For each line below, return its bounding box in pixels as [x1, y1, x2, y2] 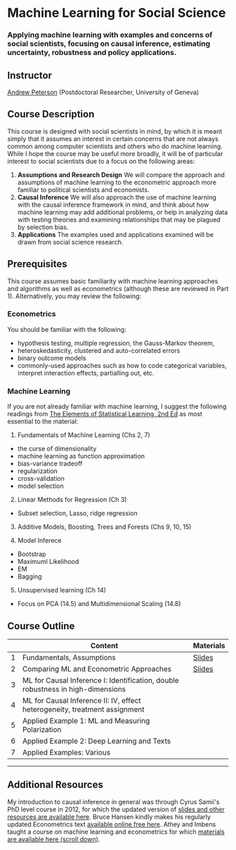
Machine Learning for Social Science [7, 5, 226, 21]
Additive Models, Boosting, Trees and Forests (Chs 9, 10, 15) [17, 522, 192, 532]
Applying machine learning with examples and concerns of [7, 30, 213, 40]
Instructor [7, 69, 53, 82]
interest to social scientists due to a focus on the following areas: [7, 157, 195, 165]
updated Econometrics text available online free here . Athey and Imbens [7, 820, 216, 828]
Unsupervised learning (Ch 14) [17, 586, 107, 595]
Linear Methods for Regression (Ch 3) [17, 496, 127, 504]
